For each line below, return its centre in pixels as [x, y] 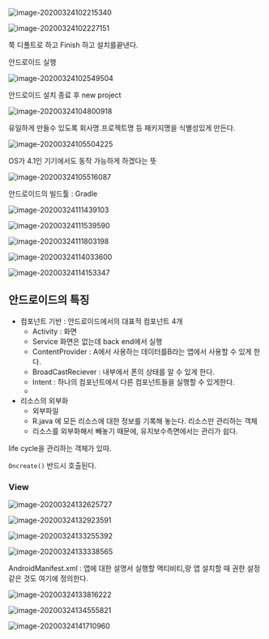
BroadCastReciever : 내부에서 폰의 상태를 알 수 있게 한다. [123, 372]
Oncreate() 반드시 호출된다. [53, 465]
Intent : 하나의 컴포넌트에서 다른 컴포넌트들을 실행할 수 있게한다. [133, 381]
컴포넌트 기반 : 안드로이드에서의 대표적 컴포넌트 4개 [101, 321]
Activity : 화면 [54, 331]
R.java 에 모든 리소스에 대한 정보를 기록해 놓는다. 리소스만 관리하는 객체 [145, 420]
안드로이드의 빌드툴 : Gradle [53, 194]
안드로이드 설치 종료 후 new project [65, 95]
